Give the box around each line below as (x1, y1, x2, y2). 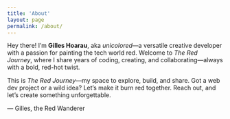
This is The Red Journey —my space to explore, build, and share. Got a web (7, 77, 220, 85)
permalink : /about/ (7, 23, 63, 29)
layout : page (7, 16, 45, 23)
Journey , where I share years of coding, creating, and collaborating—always (7, 56, 223, 64)
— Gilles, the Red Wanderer (7, 104, 85, 113)
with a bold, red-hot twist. (7, 63, 80, 72)
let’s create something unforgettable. (7, 91, 111, 99)
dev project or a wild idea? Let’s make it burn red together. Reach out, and (7, 83, 216, 92)
